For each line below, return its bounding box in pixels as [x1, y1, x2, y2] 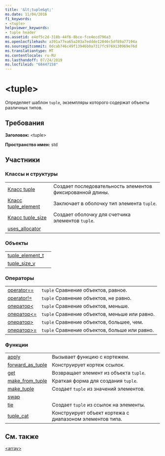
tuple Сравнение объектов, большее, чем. [41, 319, 143, 326]
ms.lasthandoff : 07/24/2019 [5, 58, 63, 62]
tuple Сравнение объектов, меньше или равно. [41, 311, 155, 318]
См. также [5, 432, 39, 441]
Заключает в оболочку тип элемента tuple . [53, 200, 157, 207]
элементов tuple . [53, 217, 95, 224]
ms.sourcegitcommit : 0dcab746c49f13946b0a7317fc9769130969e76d [5, 44, 137, 49]
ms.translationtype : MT [5, 48, 54, 53]
